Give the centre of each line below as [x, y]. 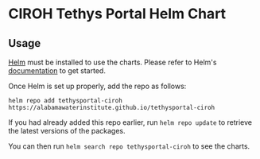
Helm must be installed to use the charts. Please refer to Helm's [113, 62]
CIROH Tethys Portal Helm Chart [117, 14]
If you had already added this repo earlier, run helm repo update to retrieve [130, 122]
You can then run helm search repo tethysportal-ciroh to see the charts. [129, 146]
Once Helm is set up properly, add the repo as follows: [97, 86]
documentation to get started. [57, 71]
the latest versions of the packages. [67, 131]
